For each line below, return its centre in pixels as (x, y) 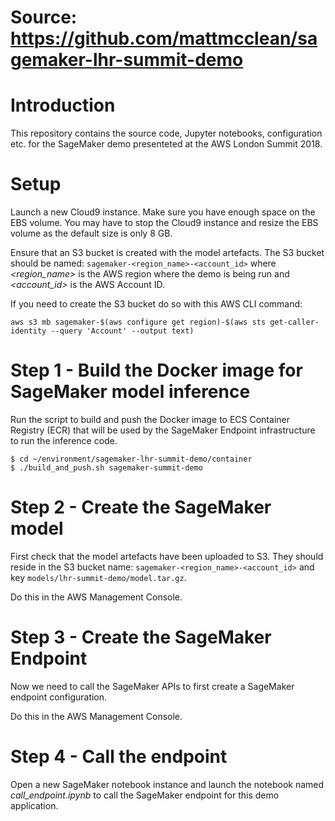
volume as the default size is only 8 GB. (91, 233)
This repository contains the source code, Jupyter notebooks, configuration (166, 133)
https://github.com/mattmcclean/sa (164, 38)
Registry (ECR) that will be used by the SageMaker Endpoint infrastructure (163, 430)
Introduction (63, 105)
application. (34, 805)
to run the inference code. (64, 440)
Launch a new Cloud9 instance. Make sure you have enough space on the (163, 212)
